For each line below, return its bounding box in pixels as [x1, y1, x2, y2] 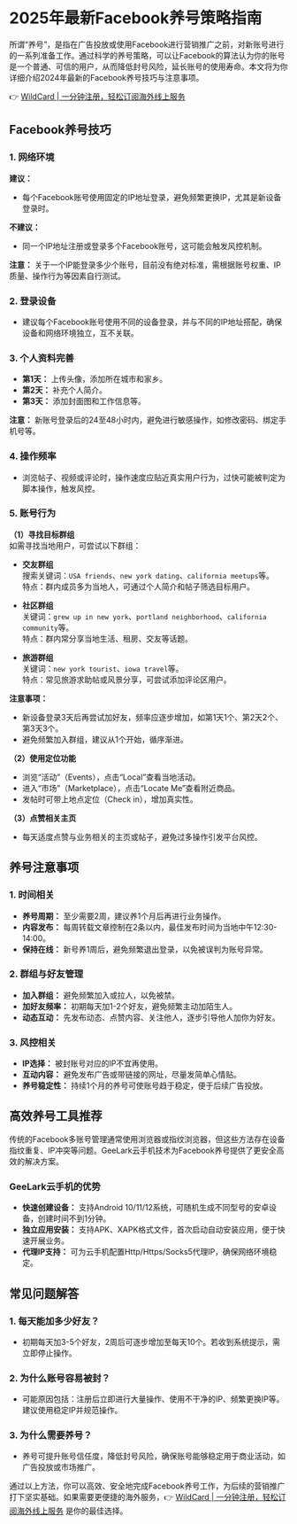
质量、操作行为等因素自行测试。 [9, 270, 126, 281]
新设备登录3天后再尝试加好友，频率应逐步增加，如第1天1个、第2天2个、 [21, 711, 283, 722]
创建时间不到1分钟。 [37, 1213, 111, 1224]
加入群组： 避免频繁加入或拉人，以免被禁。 [21, 990, 179, 1000]
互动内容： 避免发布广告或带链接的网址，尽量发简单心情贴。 [21, 1069, 241, 1080]
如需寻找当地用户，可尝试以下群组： [9, 540, 141, 550]
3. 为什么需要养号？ [9, 1429, 93, 1442]
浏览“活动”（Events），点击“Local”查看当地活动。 [21, 772, 201, 782]
